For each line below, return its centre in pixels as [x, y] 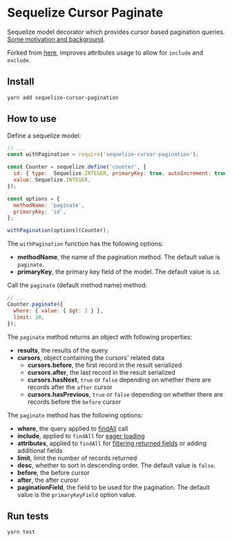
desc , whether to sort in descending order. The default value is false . [116, 465]
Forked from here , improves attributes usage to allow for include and [105, 53]
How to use [32, 119]
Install [21, 82]
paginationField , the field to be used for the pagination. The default [113, 487]
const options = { [33, 198]
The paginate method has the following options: [75, 415]
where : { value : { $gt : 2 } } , [58, 310]
